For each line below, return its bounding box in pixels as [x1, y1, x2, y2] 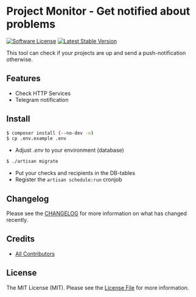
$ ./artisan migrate [6, 159, 59, 165]
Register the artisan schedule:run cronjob [15, 176, 123, 184]
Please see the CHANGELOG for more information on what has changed [6, 210, 187, 217]
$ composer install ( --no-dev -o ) [6, 130, 94, 136]
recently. [6, 216, 29, 223]
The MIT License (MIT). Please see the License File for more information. [6, 284, 189, 291]
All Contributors [15, 250, 55, 257]
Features [6, 73, 41, 84]
